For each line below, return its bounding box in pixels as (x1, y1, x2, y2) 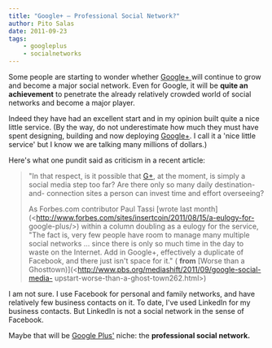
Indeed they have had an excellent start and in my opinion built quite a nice (8, 114, 260, 123)
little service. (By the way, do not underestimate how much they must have (8, 123, 259, 132)
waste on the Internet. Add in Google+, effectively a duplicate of (28, 247, 244, 257)
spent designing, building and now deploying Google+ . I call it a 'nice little (8, 131, 257, 141)
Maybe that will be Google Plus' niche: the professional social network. (8, 331, 251, 340)
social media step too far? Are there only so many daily (28, 180, 213, 189)
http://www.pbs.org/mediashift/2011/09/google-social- (77, 265, 261, 274)
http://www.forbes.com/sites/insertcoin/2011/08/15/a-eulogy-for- (36, 213, 255, 222)
